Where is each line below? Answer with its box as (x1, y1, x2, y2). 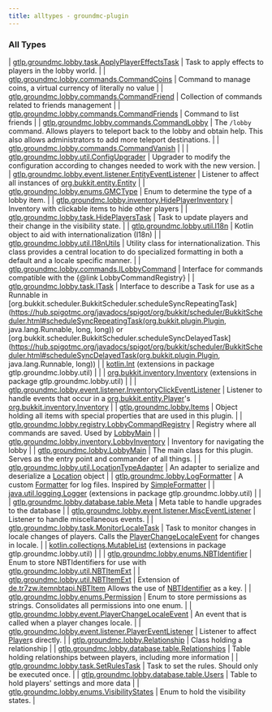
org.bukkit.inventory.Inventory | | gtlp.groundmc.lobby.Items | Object (8, 402, 238, 412)
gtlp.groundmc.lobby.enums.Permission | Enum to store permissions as (8, 592, 248, 602)
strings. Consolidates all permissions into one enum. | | (8, 600, 192, 610)
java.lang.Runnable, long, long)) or (8, 324, 123, 334)
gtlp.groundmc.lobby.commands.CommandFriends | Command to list (8, 109, 240, 119)
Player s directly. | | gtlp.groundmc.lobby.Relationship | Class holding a (8, 635, 243, 645)
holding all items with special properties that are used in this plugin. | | (8, 411, 243, 421)
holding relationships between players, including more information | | (8, 652, 239, 662)
